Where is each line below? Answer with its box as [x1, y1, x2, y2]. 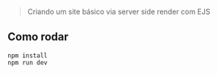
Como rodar [7, 30, 69, 44]
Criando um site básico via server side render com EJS [27, 7, 211, 16]
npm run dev [7, 58, 48, 67]
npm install [7, 52, 48, 60]
